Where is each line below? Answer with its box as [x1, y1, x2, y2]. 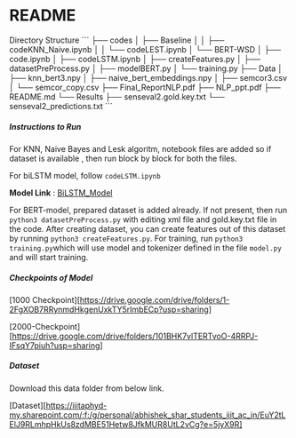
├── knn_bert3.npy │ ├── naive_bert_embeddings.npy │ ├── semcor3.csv [9, 72, 287, 83]
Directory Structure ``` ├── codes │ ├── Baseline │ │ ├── [9, 35, 225, 45]
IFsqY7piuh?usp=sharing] [9, 339, 104, 351]
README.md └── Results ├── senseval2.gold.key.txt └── [9, 91, 225, 102]
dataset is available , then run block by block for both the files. [9, 153, 237, 163]
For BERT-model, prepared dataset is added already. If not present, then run [9, 204, 288, 215]
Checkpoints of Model [9, 272, 93, 283]
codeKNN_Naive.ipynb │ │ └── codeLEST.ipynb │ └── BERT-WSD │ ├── [9, 44, 282, 54]
